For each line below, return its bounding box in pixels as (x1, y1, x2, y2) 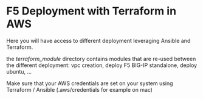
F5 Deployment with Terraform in (6, 4, 177, 18)
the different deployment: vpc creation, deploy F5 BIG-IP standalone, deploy (6, 62, 198, 69)
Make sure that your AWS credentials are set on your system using (6, 80, 173, 87)
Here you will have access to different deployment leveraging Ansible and (6, 37, 191, 44)
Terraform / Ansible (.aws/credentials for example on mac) (6, 86, 153, 93)
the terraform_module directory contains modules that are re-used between (6, 55, 196, 62)
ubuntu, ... (6, 68, 32, 75)
